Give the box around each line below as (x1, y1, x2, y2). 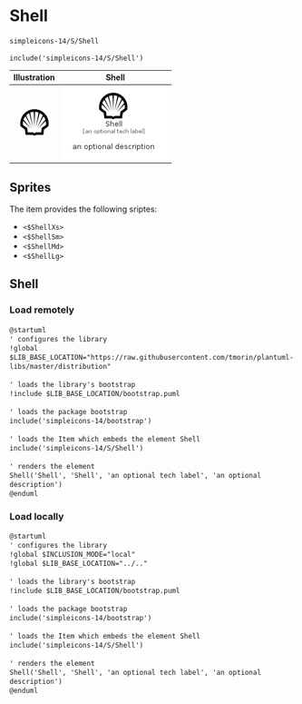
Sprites (9, 179, 52, 195)
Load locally (9, 510, 64, 522)
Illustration (13, 72, 56, 83)
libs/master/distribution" (9, 362, 112, 371)
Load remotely (9, 303, 75, 316)
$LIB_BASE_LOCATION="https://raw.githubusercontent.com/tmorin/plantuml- (9, 352, 295, 362)
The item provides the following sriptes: (9, 203, 158, 214)
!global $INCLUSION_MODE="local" (9, 550, 136, 559)
